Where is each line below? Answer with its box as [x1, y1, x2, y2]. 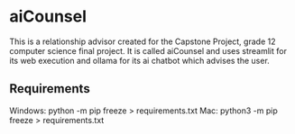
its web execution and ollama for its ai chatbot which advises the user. [9, 55, 271, 66]
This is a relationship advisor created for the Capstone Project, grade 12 [9, 36, 276, 47]
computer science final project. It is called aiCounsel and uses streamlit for [9, 45, 287, 56]
